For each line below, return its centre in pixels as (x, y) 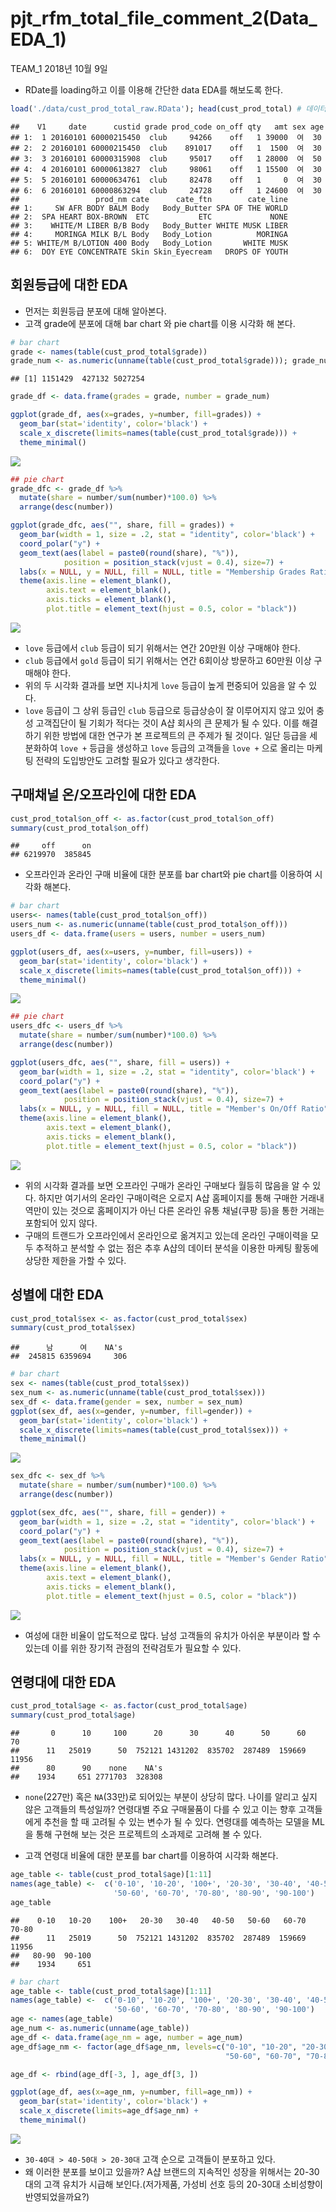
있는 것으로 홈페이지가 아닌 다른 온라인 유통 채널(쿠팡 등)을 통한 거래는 (188, 1210)
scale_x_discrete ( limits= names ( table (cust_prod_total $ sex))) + (153, 1430)
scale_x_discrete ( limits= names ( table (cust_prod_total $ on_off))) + (160, 970)
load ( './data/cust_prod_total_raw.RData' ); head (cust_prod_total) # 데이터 (168, 108)
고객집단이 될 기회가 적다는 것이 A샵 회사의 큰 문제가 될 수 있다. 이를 (167, 723)
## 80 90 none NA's (86, 1768)
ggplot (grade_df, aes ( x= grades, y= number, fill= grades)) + (136, 415)
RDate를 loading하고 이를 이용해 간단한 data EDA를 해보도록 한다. (153, 89)
